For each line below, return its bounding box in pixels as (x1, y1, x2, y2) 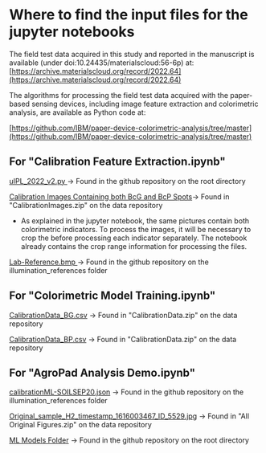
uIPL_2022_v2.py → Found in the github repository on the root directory (9, 176, 246, 186)
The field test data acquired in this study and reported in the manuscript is (9, 49, 255, 59)
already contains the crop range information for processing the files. (20, 241, 248, 251)
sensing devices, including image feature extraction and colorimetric (31, 99, 259, 108)
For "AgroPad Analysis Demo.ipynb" (9, 365, 196, 379)
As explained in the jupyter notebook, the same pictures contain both (20, 215, 250, 226)
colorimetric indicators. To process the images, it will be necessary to (20, 224, 252, 234)
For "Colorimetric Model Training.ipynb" (9, 289, 216, 303)
